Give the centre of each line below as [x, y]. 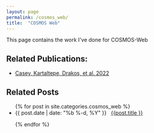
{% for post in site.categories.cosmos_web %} [72, 106]
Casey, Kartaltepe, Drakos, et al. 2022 [62, 73]
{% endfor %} [32, 124]
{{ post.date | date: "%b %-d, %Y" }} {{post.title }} [79, 113]
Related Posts [32, 92]
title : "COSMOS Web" [33, 23]
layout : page [23, 12]
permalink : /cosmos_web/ [37, 17]
